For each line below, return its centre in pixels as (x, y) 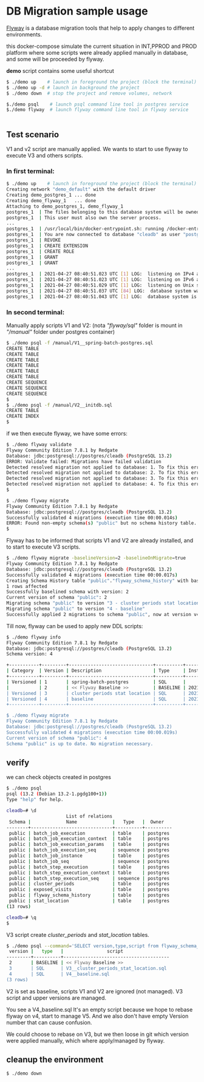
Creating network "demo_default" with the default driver (81, 189)
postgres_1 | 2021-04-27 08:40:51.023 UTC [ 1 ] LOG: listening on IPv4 (100, 274)
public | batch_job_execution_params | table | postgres (89, 845)
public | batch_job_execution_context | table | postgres (89, 839)
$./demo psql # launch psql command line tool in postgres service (97, 104)
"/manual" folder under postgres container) (61, 331)
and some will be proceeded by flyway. (55, 59)
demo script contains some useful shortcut (60, 70)
